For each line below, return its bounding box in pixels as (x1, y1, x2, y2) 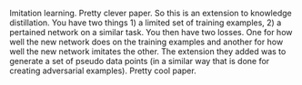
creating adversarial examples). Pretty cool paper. (9, 65, 197, 76)
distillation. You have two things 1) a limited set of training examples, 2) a (9, 17, 282, 28)
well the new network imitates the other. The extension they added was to (9, 46, 287, 57)
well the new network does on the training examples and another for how (9, 36, 284, 47)
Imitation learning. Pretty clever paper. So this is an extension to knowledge (9, 8, 293, 18)
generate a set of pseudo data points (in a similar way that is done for (9, 56, 270, 66)
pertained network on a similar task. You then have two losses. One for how (9, 27, 293, 37)
